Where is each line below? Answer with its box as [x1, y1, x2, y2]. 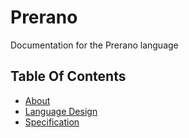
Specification [24, 116, 80, 128]
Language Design [24, 105, 98, 117]
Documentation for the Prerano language [10, 39, 179, 51]
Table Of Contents [10, 68, 127, 85]
